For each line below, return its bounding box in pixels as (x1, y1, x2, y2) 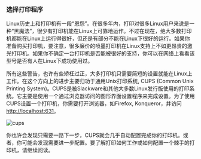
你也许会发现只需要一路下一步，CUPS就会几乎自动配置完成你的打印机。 (6, 132, 184, 139)
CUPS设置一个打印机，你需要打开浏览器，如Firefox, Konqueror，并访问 (6, 100, 182, 107)
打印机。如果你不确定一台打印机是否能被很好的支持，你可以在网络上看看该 (11, 50, 195, 57)
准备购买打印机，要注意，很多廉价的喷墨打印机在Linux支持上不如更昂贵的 (6, 42, 187, 50)
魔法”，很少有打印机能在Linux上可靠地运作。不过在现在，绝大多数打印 (19, 27, 192, 35)
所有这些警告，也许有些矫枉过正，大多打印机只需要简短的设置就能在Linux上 (6, 70, 193, 77)
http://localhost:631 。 (6, 108, 60, 115)
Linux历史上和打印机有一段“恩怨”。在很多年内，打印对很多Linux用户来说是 (6, 20, 190, 27)
